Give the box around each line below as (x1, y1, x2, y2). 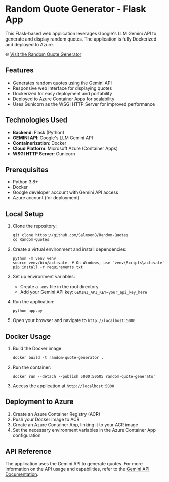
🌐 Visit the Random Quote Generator (5, 51, 82, 57)
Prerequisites (5, 165, 49, 174)
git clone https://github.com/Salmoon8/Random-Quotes (12, 233, 129, 238)
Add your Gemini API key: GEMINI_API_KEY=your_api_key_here (20, 289, 148, 295)
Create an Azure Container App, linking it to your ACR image (12, 421, 138, 428)
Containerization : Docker (12, 140, 67, 146)
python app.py (12, 308, 43, 314)
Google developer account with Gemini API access (12, 189, 118, 195)
